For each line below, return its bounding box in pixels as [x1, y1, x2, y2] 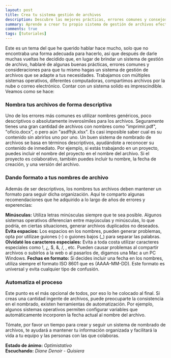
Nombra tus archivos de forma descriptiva [5, 101, 112, 108]
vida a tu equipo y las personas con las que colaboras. [5, 332, 120, 339]
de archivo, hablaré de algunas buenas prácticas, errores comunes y [5, 62, 150, 67]
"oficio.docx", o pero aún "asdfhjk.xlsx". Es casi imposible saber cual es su [5, 129, 162, 135]
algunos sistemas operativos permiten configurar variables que [5, 306, 138, 312]
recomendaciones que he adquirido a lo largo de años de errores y [5, 197, 146, 203]
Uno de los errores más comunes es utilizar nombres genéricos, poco [5, 113, 152, 119]
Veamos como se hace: [5, 89, 54, 94]
